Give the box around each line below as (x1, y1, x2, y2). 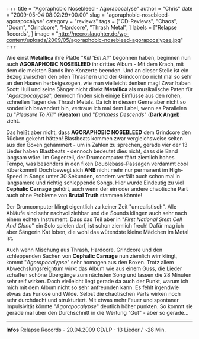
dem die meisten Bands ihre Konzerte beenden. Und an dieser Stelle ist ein (6, 67, 189, 73)
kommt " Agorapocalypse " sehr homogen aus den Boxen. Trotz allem (6, 259, 174, 266)
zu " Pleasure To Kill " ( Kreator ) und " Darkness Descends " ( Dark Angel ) (6, 111, 180, 118)
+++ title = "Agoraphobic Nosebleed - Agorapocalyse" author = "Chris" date (6, 5, 193, 12)
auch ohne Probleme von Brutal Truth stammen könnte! (6, 192, 143, 199)
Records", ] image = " (6, 30, 59, 37)
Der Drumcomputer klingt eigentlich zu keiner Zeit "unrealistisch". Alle (6, 203, 177, 210)
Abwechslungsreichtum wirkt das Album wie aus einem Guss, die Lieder (6, 265, 182, 272)
